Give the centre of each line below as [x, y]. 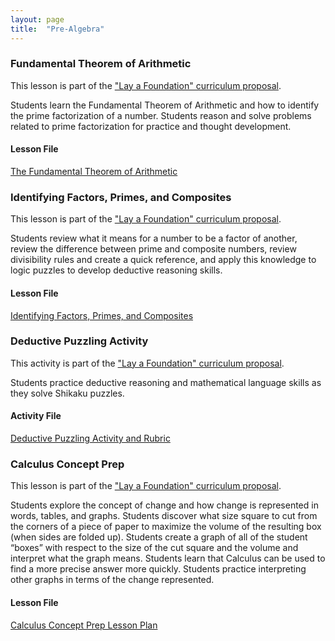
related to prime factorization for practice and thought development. [151, 126]
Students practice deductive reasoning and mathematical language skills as [166, 382]
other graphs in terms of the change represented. [112, 580]
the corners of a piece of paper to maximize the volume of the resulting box [166, 527]
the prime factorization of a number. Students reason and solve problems [161, 115]
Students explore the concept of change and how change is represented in [164, 505]
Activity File [36, 416]
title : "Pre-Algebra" [57, 29]
